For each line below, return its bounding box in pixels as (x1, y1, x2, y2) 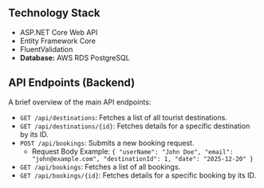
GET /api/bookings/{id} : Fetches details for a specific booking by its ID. (19, 170, 257, 180)
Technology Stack (8, 6, 100, 20)
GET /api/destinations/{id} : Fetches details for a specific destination (19, 121, 250, 131)
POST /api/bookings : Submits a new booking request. (19, 138, 195, 147)
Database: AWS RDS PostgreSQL (19, 53, 130, 62)
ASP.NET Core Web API (19, 27, 98, 37)
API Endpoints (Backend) (8, 76, 136, 90)
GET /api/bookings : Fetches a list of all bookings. (19, 162, 181, 171)
